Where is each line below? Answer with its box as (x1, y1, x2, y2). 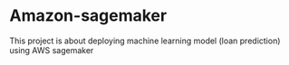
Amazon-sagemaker (9, 5, 168, 26)
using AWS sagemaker (9, 44, 94, 55)
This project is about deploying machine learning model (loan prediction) (9, 35, 281, 46)
